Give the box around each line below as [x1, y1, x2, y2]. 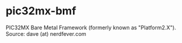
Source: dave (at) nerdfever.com [5, 30, 86, 37]
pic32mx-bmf [5, 4, 77, 18]
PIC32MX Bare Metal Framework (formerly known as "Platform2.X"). [5, 24, 177, 31]
